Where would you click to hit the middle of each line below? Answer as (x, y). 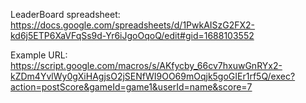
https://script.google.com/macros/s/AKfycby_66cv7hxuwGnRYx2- (146, 65)
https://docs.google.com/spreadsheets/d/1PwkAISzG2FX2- (133, 25)
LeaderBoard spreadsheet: (65, 14)
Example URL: (39, 55)
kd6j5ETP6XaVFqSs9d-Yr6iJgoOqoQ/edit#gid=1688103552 (132, 35)
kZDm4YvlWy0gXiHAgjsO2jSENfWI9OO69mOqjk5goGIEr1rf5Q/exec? (153, 76)
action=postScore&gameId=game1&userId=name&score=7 (131, 87)
